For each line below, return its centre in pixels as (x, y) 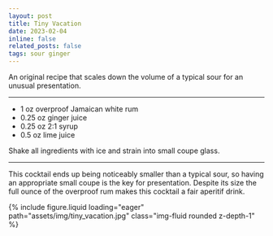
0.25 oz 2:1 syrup (49, 126)
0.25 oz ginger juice (54, 118)
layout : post (30, 16)
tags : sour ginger (39, 54)
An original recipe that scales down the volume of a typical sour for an (126, 77)
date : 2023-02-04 (38, 31)
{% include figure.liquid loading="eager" (76, 207)
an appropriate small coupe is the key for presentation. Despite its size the (133, 183)
